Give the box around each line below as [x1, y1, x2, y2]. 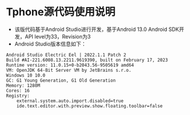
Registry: [6, 93, 30, 99]
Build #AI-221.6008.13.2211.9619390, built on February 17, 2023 [6, 57, 168, 63]
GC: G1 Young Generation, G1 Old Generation [6, 77, 116, 83]
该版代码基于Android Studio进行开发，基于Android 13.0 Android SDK [14, 26, 180, 33]
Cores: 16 [6, 88, 30, 93]
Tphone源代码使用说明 [6, 5, 115, 19]
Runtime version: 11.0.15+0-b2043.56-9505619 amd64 [6, 62, 134, 68]
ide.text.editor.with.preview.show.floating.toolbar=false [16, 103, 163, 109]
